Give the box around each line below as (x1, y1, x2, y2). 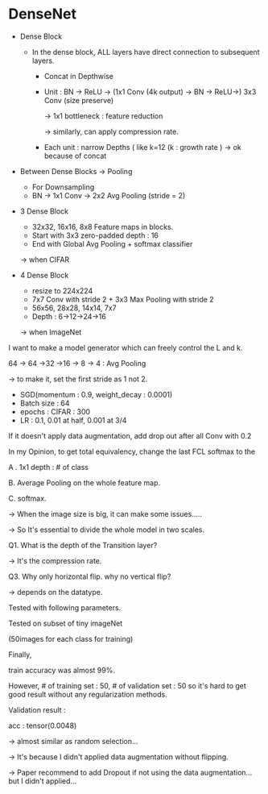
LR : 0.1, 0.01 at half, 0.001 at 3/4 (19, 415, 127, 425)
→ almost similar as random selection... (8, 736, 138, 746)
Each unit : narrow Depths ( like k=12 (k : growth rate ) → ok (43, 142, 241, 152)
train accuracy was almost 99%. (8, 665, 115, 675)
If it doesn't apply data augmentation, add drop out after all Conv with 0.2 (8, 430, 252, 440)
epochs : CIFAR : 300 (19, 406, 91, 416)
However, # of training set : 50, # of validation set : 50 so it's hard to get (8, 680, 247, 690)
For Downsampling (31, 182, 95, 192)
